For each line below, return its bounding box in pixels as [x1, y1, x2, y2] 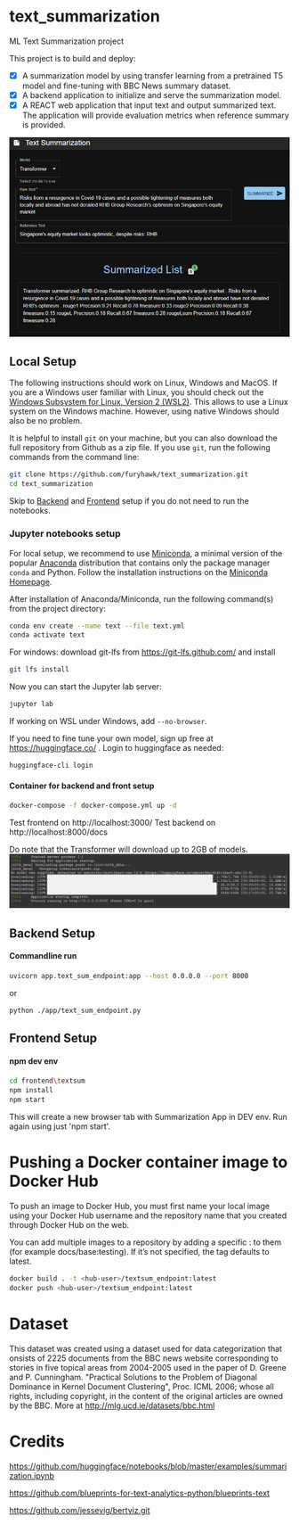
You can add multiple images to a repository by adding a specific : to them [9, 1237, 282, 1248]
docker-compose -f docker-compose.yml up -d [9, 801, 177, 811]
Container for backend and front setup [9, 780, 155, 791]
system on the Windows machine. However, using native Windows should [9, 406, 279, 416]
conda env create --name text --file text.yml [9, 622, 185, 630]
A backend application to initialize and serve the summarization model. [21, 90, 282, 100]
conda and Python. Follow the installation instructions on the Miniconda [9, 566, 269, 577]
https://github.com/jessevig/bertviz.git [9, 1504, 150, 1515]
